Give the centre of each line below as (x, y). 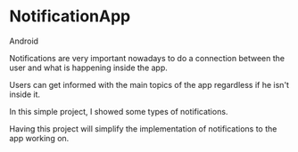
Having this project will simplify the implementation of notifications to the (143, 128)
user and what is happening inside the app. (88, 68)
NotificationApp (70, 16)
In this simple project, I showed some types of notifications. (119, 111)
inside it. (25, 94)
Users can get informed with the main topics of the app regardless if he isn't (149, 84)
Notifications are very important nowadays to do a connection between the (147, 58)
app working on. (39, 138)
